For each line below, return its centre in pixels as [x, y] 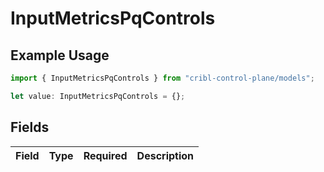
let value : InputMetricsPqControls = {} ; [98, 96]
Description [165, 155]
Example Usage [60, 55]
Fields [30, 127]
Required [105, 155]
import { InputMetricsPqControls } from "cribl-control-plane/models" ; [162, 78]
